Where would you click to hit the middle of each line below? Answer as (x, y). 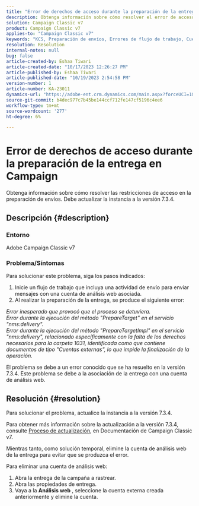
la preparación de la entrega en (84, 164)
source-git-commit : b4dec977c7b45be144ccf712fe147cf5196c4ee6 (84, 100)
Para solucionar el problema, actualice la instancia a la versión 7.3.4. (89, 413)
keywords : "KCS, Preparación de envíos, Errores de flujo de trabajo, (95, 39)
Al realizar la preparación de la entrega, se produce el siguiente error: (99, 300)
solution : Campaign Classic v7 (45, 23)
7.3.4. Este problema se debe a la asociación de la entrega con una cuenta (97, 374)
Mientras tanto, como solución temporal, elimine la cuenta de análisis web (96, 448)
